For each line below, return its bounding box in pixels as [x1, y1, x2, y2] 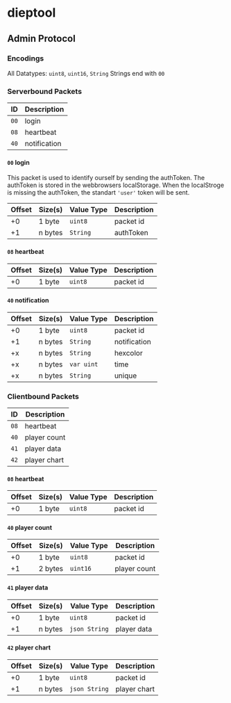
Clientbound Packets [7, 391, 80, 401]
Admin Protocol [7, 33, 76, 45]
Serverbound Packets [7, 86, 82, 96]
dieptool [7, 5, 56, 21]
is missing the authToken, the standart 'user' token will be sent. [7, 188, 190, 197]
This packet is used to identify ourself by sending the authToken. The [7, 174, 205, 182]
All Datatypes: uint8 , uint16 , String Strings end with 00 [7, 69, 165, 77]
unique [114, 371, 137, 380]
